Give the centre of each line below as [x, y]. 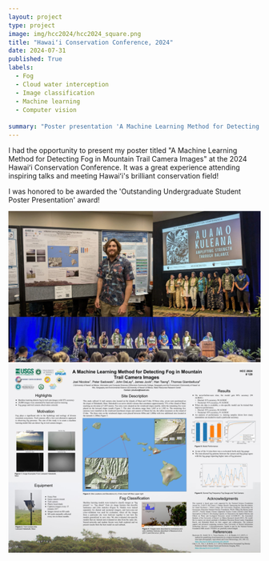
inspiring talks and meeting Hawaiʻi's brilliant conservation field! [114, 176]
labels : [21, 68]
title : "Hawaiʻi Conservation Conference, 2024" [91, 42]
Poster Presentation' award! [54, 200]
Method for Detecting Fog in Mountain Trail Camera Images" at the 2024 [128, 159]
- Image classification [55, 93]
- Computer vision [46, 110]
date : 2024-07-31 [37, 51]
